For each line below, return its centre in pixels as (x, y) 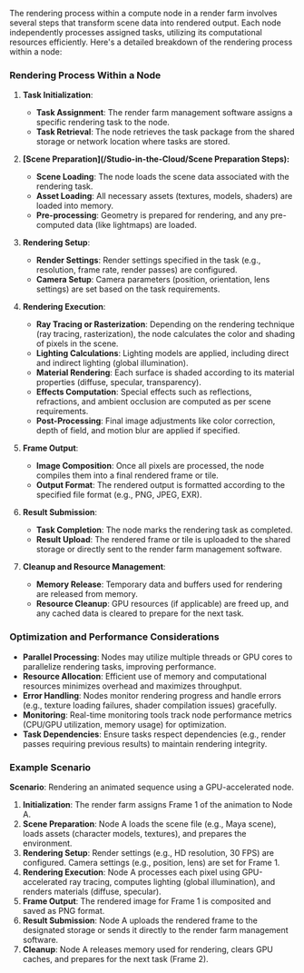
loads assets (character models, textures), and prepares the (134, 833)
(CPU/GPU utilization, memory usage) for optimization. (124, 724)
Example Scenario (50, 767)
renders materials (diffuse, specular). (92, 891)
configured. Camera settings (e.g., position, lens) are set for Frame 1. (151, 862)
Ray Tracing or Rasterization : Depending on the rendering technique (165, 324)
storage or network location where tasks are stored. (133, 142)
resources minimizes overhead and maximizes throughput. (132, 686)
